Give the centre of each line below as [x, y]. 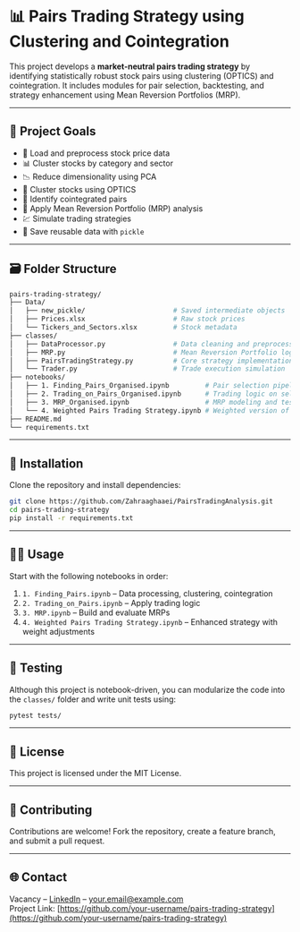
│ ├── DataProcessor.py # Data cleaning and [129, 344]
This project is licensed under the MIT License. [96, 774]
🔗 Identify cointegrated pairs [75, 199]
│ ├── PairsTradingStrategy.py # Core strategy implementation [151, 361]
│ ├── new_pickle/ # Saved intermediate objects [147, 311]
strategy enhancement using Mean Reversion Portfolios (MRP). [125, 95]
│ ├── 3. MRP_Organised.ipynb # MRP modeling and [143, 402]
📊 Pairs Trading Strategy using [127, 17]
